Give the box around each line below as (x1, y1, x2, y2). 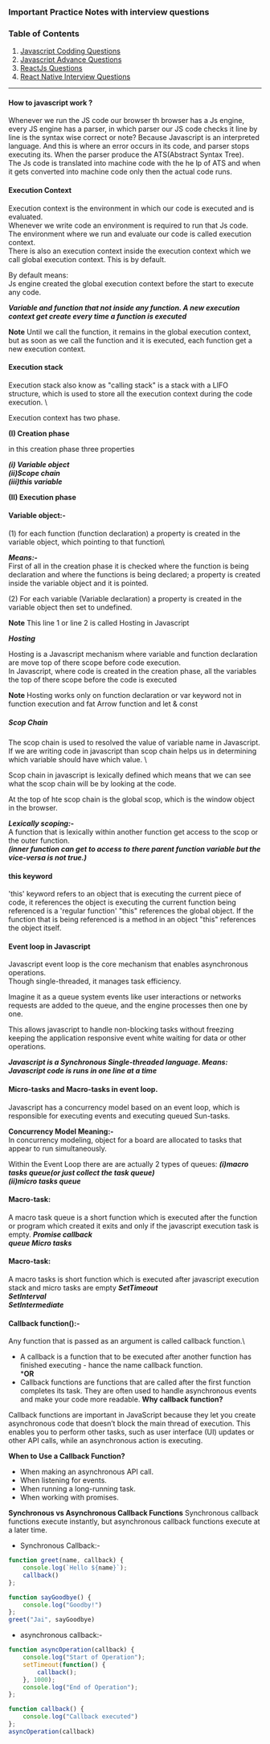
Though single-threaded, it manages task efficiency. (8, 976, 182, 987)
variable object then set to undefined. (8, 602, 133, 613)
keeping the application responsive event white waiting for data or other (8, 1033, 247, 1043)
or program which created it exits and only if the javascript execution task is (8, 1221, 260, 1230)
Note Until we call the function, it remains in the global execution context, (8, 326, 252, 336)
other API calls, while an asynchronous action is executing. (8, 1436, 203, 1446)
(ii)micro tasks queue (8, 1176, 81, 1186)
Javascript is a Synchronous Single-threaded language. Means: (8, 1057, 228, 1067)
